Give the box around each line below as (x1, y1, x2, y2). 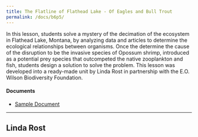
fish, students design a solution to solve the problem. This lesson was (6, 61, 176, 68)
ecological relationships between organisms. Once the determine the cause (6, 42, 190, 50)
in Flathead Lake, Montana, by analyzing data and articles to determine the (6, 36, 187, 44)
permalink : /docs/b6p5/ (6, 14, 65, 20)
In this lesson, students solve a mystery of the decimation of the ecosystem (6, 30, 190, 37)
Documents (6, 88, 35, 95)
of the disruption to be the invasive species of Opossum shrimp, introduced (6, 49, 190, 56)
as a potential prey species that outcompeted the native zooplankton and (6, 55, 183, 62)
